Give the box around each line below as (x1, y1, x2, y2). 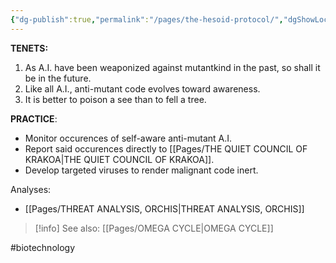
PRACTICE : (10, 112, 58, 125)
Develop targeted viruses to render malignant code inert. (24, 164, 259, 176)
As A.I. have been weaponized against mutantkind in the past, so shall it (24, 61, 321, 73)
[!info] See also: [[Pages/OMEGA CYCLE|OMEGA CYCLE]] (34, 222, 274, 234)
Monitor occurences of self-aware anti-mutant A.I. (24, 132, 233, 144)
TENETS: (10, 42, 49, 54)
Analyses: (10, 183, 52, 195)
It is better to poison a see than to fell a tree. (24, 93, 207, 105)
